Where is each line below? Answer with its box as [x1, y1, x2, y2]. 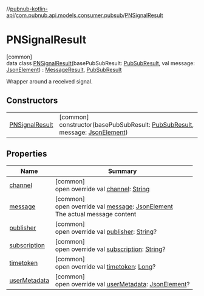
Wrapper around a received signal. [6, 77, 93, 85]
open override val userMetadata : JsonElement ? [55, 280, 190, 288]
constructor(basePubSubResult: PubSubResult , [59, 120, 194, 129]
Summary [108, 167, 137, 175]
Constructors [6, 96, 58, 106]
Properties [6, 149, 47, 159]
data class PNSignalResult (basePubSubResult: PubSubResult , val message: [6, 59, 195, 66]
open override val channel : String [55, 185, 150, 193]
